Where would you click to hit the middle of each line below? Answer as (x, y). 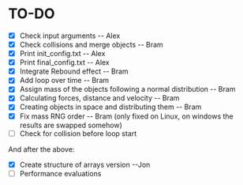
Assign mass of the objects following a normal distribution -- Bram (127, 89)
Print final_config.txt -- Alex (65, 62)
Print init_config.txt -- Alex (62, 54)
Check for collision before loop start (78, 133)
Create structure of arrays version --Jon (85, 164)
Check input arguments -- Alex (70, 36)
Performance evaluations (60, 173)
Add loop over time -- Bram (64, 81)
